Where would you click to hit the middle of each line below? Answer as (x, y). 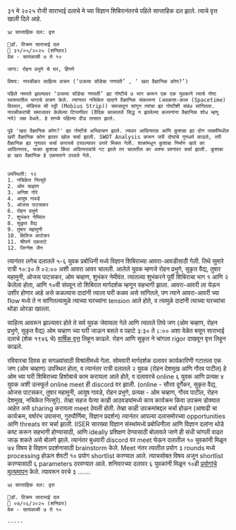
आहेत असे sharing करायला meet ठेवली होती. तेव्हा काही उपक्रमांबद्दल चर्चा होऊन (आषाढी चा (112, 408)
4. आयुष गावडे (24, 199)
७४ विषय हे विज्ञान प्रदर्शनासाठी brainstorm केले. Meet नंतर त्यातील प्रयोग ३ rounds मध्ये (111, 448)
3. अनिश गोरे (23, 192)
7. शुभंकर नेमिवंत (26, 217)
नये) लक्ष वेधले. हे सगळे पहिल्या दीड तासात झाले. (62, 118)
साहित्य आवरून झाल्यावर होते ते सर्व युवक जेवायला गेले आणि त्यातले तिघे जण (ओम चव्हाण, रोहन (113, 323)
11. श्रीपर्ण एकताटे (27, 242)
